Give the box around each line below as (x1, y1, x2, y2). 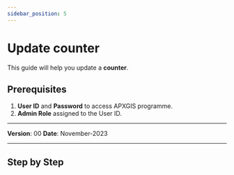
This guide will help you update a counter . (7, 63, 129, 72)
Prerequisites (7, 83, 67, 95)
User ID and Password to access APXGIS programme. (17, 102, 173, 110)
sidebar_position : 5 (7, 10, 68, 17)
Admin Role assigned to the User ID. (17, 109, 122, 118)
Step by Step (7, 156, 64, 168)
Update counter (7, 40, 100, 56)
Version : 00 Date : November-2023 (7, 130, 108, 138)
